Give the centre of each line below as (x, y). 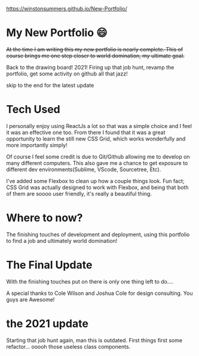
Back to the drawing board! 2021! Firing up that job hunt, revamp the (90, 67)
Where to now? (45, 218)
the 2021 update (47, 323)
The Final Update (49, 265)
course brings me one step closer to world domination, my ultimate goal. (96, 56)
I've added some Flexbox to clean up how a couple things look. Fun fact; (95, 181)
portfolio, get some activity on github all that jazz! (67, 74)
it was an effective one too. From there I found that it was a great (86, 132)
